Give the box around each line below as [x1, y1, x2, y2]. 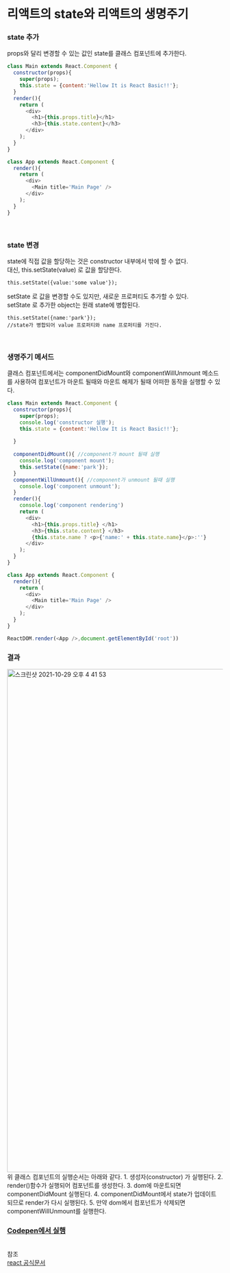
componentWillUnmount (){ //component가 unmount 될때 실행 [13, 476, 175, 484]
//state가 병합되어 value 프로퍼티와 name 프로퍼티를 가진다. [7, 322, 162, 329]
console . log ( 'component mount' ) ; [19, 457, 115, 464]
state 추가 [7, 32, 40, 42]
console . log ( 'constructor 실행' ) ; [19, 419, 115, 426]
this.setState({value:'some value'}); [7, 279, 118, 286]
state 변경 [7, 240, 40, 250]
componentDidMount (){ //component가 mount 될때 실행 [13, 451, 159, 458]
